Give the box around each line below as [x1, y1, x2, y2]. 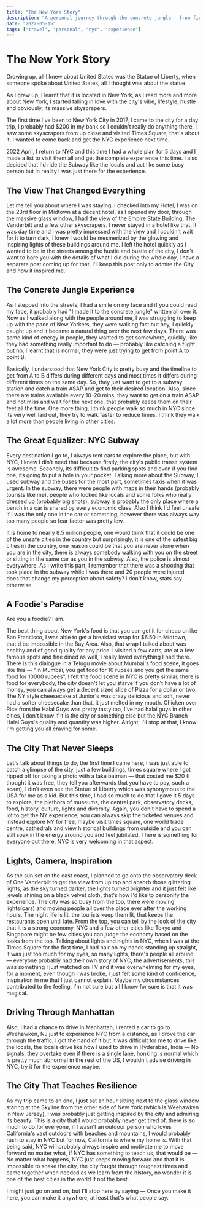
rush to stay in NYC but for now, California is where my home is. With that [6, 1136, 192, 1144]
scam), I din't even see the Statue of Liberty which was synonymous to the [6, 785, 195, 793]
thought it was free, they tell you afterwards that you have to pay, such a [6, 779, 189, 786]
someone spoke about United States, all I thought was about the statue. [6, 79, 187, 87]
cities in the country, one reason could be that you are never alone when [6, 542, 189, 549]
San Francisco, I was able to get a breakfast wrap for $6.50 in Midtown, [6, 634, 187, 641]
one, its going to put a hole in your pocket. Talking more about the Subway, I [6, 471, 199, 478]
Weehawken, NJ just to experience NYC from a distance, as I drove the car [6, 1030, 196, 1037]
